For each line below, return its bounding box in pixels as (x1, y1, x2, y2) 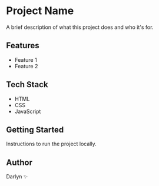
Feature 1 (14, 56, 37, 63)
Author (6, 157, 32, 167)
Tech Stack (6, 79, 48, 89)
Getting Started (6, 125, 64, 135)
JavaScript (14, 108, 41, 115)
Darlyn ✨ (6, 173, 28, 180)
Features (6, 41, 39, 51)
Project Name (6, 4, 74, 18)
